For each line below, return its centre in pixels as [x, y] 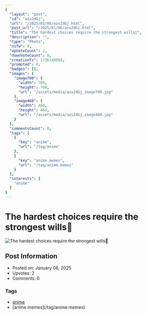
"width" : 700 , [33, 83]
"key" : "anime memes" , [41, 160]
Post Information [31, 256]
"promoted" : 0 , [25, 64]
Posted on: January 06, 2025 [42, 268]
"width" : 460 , [33, 106]
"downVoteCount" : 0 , [30, 55]
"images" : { [22, 74]
